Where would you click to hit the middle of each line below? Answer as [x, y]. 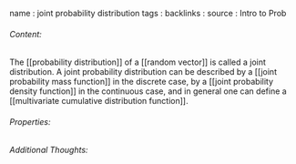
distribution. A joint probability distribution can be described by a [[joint [143, 72]
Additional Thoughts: [49, 150]
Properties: [30, 121]
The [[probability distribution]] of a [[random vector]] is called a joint [138, 62]
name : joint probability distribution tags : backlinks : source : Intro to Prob [148, 13]
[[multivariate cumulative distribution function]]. [99, 101]
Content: [26, 34]
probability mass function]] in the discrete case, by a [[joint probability [142, 82]
